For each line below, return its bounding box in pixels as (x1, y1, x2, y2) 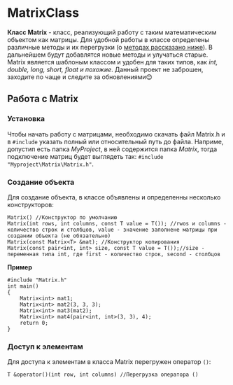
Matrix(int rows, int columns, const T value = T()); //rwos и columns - (7, 220, 227, 227)
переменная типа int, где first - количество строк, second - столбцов (7, 251, 220, 258)
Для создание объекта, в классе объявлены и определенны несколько (7, 192, 221, 201)
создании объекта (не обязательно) (7, 232, 111, 239)
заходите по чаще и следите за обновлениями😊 (7, 72, 153, 81)
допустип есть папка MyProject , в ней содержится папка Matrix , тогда (7, 145, 218, 153)
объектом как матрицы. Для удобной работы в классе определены (7, 35, 210, 43)
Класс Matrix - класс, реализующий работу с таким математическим (7, 28, 217, 36)
